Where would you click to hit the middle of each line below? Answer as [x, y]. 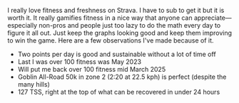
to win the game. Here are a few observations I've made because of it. [111, 40]
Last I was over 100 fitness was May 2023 [79, 62]
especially [22, 25]
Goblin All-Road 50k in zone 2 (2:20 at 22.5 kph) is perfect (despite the [122, 77]
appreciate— [213, 18]
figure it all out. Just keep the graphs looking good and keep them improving [120, 33]
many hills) [34, 84]
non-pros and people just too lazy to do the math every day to [130, 25]
